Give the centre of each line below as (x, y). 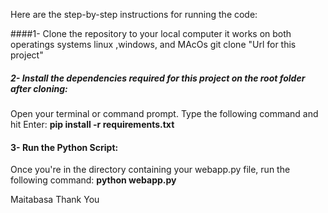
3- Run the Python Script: (64, 147)
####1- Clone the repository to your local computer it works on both (151, 33)
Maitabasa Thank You (55, 200)
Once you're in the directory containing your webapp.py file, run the (150, 170)
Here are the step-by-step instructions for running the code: (134, 14)
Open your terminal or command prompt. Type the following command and (164, 113)
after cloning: (39, 88)
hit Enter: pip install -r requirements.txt (92, 124)
